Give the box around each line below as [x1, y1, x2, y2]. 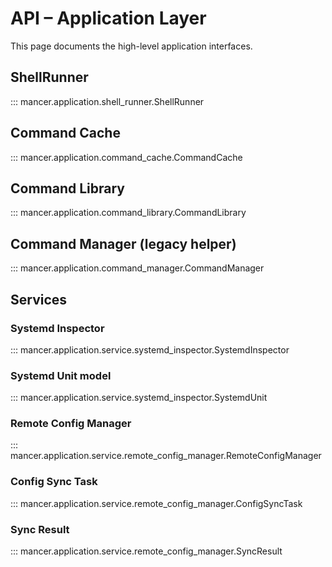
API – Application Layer [10, 7, 207, 30]
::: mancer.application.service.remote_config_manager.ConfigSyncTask [10, 497, 303, 509]
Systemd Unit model [10, 368, 112, 382]
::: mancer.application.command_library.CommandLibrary [10, 207, 247, 219]
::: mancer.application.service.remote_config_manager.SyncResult [10, 545, 283, 557]
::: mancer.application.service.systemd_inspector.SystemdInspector [10, 343, 290, 356]
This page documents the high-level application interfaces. [10, 40, 253, 52]
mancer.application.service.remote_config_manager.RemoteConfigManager [10, 450, 322, 462]
